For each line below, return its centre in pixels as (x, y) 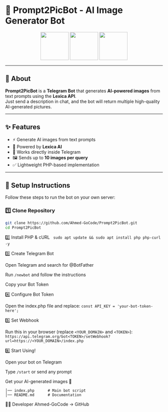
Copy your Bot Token (27, 285)
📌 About (18, 79)
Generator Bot (35, 21)
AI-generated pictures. (28, 106)
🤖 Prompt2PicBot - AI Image (64, 10)
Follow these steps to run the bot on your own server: (60, 197)
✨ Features (23, 127)
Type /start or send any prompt (38, 372)
